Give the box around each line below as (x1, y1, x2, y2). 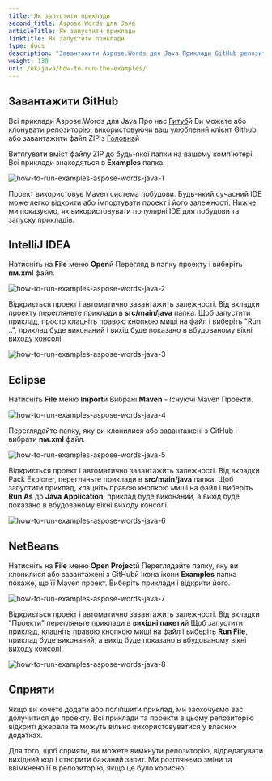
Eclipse (8, 373, 47, 387)
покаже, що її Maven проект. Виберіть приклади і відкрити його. (8, 578, 231, 588)
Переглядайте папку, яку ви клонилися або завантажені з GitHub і (8, 426, 237, 435)
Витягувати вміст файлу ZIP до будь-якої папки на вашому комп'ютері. (8, 149, 255, 159)
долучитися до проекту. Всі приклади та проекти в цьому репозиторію (8, 713, 255, 723)
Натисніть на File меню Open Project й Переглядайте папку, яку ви (8, 561, 239, 571)
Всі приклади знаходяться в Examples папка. (8, 157, 166, 167)
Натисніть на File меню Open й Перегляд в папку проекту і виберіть (8, 260, 243, 270)
